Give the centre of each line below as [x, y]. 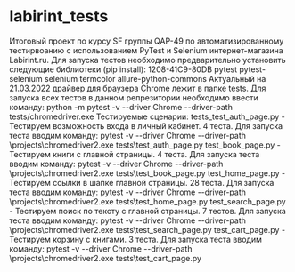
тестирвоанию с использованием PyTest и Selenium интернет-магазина [146, 50]
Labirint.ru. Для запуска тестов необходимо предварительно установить [148, 60]
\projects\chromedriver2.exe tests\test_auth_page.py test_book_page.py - [145, 145]
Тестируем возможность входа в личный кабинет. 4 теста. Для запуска [146, 125]
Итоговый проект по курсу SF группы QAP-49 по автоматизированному [147, 41]
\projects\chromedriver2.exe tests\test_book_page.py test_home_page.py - [147, 173]
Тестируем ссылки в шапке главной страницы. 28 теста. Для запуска [142, 182]
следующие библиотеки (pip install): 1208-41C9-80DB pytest [123, 69]
